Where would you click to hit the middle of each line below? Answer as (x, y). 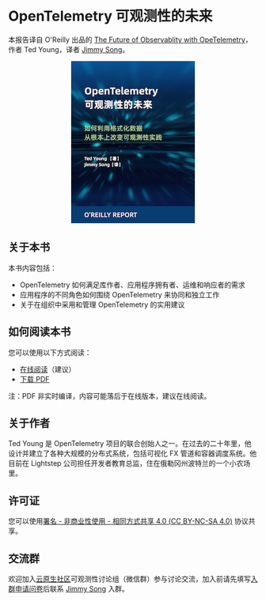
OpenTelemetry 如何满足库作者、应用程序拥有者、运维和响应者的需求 (132, 285)
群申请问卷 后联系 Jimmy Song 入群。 (68, 589)
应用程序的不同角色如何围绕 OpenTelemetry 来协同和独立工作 (120, 294)
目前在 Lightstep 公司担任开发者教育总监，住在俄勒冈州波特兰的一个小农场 (129, 463)
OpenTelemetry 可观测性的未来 (110, 16)
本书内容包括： (32, 268)
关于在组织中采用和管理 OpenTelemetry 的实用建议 (102, 304)
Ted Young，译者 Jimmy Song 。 (76, 49)
